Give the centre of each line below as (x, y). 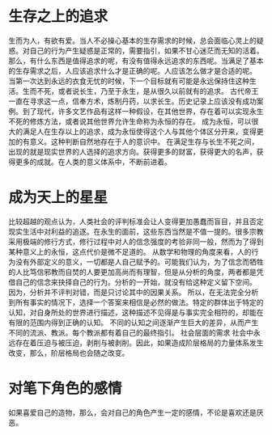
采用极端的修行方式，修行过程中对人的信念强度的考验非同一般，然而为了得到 (136, 241)
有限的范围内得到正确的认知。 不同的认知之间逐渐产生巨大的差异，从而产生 (134, 322)
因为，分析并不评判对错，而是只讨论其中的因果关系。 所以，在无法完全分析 (134, 292)
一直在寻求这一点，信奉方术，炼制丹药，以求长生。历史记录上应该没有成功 (132, 101)
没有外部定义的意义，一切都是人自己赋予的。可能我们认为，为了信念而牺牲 (139, 262)
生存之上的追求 (58, 17)
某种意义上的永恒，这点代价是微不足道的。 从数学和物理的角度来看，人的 (130, 251)
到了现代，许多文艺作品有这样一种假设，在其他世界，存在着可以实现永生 (143, 111)
